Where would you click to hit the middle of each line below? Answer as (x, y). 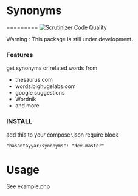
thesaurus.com (34, 80)
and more (27, 106)
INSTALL (19, 121)
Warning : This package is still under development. (70, 39)
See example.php (28, 186)
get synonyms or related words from (52, 68)
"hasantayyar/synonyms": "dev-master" (55, 146)
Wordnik (26, 99)
